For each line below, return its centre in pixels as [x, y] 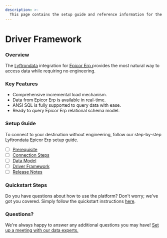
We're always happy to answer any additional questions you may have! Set [82, 225]
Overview [17, 54]
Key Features [22, 84]
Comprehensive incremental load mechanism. [60, 95]
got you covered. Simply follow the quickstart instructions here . [70, 201]
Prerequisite [25, 149]
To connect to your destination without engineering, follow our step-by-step [83, 134]
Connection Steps [31, 155]
